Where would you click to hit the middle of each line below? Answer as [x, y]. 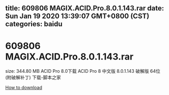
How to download [24, 87]
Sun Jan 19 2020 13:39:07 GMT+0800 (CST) [77, 16]
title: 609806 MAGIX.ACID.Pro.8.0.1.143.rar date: [85, 8]
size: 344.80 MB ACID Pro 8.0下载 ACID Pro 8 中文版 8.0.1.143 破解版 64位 [83, 71]
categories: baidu [34, 24]
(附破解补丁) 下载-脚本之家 [33, 77]
